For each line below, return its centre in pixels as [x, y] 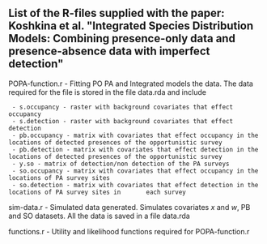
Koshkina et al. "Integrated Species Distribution [131, 26]
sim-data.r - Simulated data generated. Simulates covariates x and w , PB [129, 207]
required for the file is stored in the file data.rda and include [107, 92]
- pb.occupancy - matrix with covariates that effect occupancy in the [135, 135]
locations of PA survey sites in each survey [97, 192]
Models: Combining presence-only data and [122, 39]
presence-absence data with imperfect [109, 51]
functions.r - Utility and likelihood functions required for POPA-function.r [129, 231]
